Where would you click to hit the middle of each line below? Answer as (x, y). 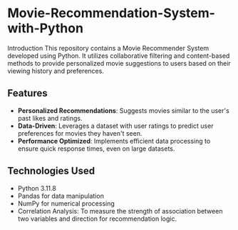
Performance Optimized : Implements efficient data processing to (114, 141)
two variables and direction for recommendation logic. (97, 219)
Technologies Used (51, 171)
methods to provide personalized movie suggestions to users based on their (119, 63)
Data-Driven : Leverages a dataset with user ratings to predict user (115, 126)
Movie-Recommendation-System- (112, 13)
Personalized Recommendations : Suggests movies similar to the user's (123, 110)
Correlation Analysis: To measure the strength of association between (120, 211)
